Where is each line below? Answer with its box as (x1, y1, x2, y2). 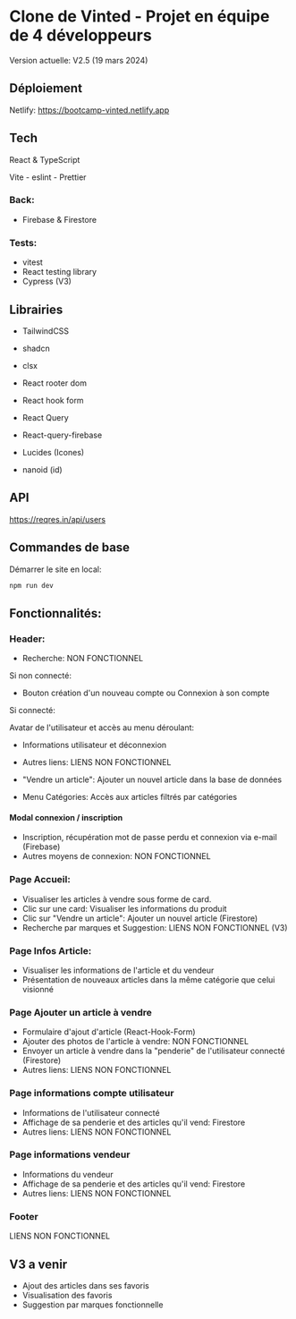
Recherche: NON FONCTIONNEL (21, 653, 144, 664)
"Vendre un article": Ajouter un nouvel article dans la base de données (21, 774, 283, 785)
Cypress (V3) (21, 276, 72, 287)
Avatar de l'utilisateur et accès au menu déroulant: (9, 722, 195, 733)
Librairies (9, 302, 63, 317)
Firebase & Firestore (21, 214, 97, 225)
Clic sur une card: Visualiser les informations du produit (21, 903, 227, 914)
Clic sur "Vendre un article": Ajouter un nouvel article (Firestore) (21, 913, 258, 923)
